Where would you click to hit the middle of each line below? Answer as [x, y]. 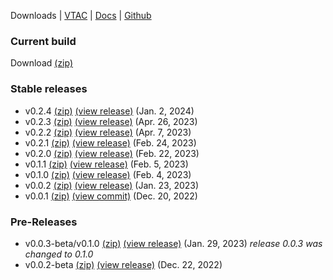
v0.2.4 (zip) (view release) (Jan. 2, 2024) [109, 111]
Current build [43, 41]
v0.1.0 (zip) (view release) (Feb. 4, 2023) [108, 174]
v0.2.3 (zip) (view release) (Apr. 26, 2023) [111, 121]
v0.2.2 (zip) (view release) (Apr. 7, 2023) [108, 132]
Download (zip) [42, 63]
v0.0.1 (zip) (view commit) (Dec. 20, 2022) [111, 196]
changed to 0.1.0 [59, 254]
